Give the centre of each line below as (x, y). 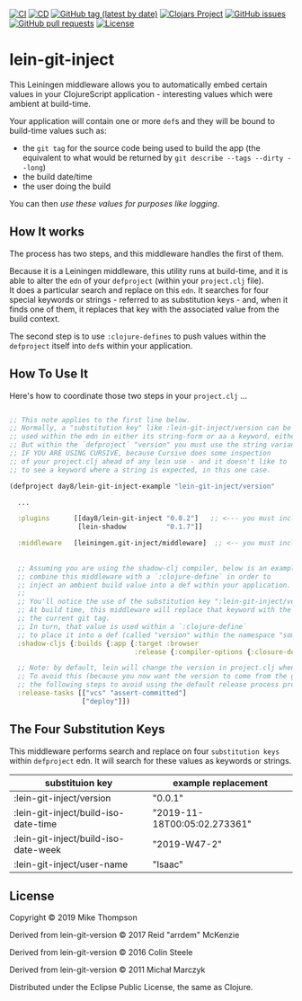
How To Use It (49, 374)
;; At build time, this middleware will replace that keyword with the (155, 610)
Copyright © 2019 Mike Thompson (73, 917)
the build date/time (57, 176)
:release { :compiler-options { (192, 651)
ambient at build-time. (50, 103)
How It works (47, 232)
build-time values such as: (58, 130)
